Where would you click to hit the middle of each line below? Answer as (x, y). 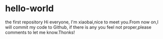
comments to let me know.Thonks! (40, 32)
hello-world (30, 9)
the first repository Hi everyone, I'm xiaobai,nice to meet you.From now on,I (82, 22)
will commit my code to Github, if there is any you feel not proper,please (78, 27)
